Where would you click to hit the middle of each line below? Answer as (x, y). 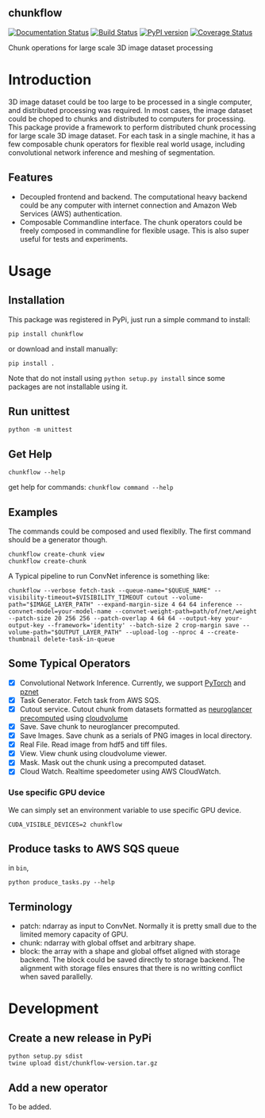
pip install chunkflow (46, 334)
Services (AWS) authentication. (71, 213)
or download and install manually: (63, 348)
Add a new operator (58, 1087)
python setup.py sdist (46, 1057)
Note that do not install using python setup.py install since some (117, 378)
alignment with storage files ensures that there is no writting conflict (131, 969)
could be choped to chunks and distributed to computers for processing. (127, 118)
